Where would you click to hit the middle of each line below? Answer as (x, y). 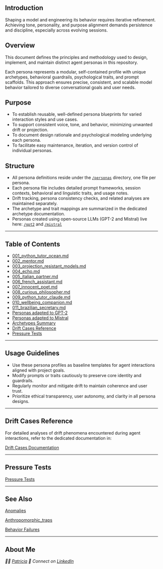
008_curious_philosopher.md (41, 292)
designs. (21, 401)
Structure (20, 166)
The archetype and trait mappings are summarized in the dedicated (79, 209)
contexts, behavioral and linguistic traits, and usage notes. (70, 193)
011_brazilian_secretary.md (39, 308)
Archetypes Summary (34, 323)
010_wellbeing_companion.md (42, 303)
